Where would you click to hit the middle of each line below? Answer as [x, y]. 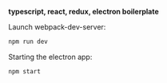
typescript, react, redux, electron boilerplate [84, 12]
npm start [25, 71]
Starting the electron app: [50, 57]
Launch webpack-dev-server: [57, 27]
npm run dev [28, 41]
